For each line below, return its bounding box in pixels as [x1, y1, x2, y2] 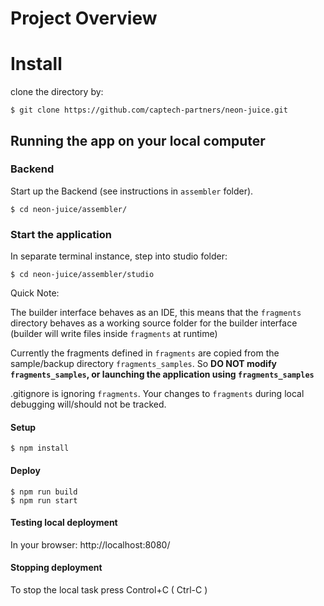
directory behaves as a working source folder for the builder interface [10, 317, 298, 329]
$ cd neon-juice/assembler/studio [10, 270, 155, 280]
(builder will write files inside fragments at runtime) [10, 328, 218, 340]
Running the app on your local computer [10, 132, 266, 149]
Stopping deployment [10, 562, 103, 574]
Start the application [10, 227, 112, 241]
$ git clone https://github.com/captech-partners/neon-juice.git [10, 105, 288, 116]
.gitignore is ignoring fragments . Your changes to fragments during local [10, 388, 305, 400]
